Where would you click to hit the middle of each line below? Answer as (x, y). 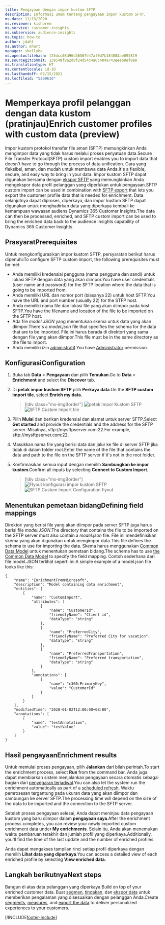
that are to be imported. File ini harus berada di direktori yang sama (80, 332)
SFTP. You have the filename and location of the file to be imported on (82, 311)
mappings (21, 513)
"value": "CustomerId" (72, 688)
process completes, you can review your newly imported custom (70, 823)
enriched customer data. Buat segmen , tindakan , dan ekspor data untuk (78, 892)
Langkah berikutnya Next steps (53, 875)
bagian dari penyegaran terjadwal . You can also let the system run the (75, 782)
